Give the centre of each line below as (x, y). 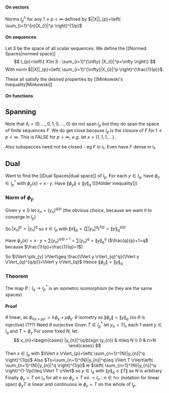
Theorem (17, 276)
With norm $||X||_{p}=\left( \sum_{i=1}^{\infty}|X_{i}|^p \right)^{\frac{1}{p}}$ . (84, 69)
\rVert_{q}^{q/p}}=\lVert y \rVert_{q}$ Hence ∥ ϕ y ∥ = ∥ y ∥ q (64, 263)
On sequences (21, 37)
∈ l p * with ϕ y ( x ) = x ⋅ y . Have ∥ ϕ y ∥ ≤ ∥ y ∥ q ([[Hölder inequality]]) (71, 183)
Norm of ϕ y (19, 198)
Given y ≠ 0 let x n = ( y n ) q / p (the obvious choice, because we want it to (79, 210)
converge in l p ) (21, 217)
